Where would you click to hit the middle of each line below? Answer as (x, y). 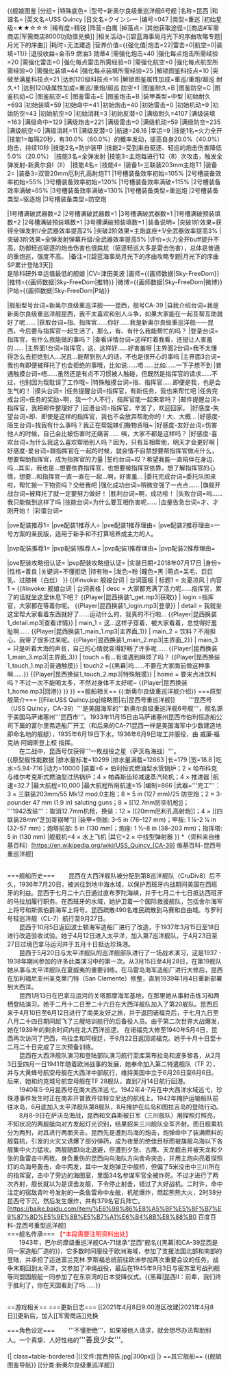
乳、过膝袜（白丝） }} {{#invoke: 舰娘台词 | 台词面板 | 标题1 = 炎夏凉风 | (108, 580)
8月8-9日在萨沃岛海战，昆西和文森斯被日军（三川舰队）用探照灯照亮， (119, 1115)
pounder (19, 803)
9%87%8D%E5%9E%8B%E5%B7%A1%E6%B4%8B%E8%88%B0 (102, 1217)
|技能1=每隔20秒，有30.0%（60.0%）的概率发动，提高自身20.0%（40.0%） (114, 139)
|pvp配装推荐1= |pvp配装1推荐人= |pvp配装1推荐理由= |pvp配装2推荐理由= (111, 548)
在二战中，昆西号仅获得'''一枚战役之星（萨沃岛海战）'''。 (99, 751)
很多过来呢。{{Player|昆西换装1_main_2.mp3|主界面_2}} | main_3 (127, 640)
